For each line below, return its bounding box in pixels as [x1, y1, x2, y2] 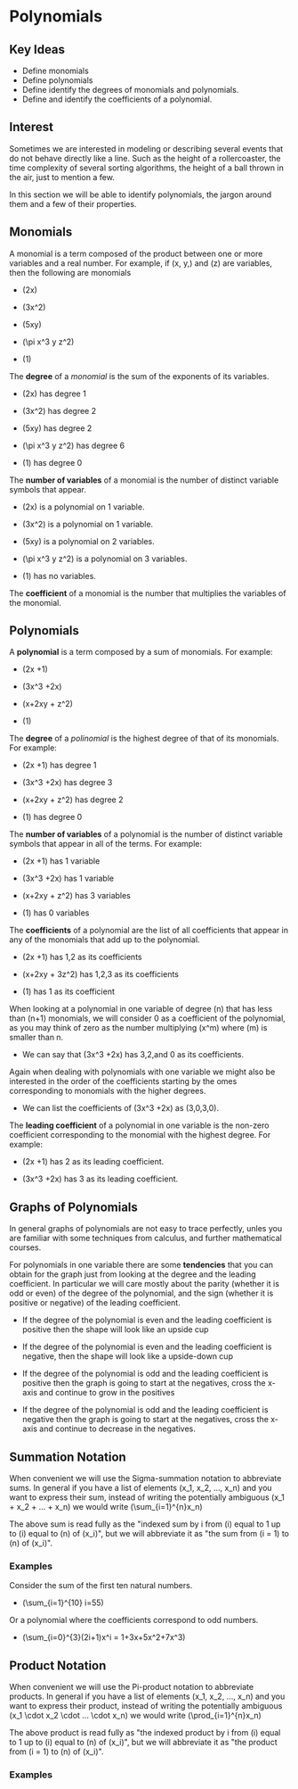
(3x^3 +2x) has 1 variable [21, 873, 114, 884]
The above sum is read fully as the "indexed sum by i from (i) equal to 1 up [9, 1519, 281, 1529]
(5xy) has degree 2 [21, 422, 93, 434]
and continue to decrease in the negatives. [39, 1423, 196, 1434]
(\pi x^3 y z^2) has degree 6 [21, 440, 125, 451]
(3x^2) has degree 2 [21, 405, 96, 416]
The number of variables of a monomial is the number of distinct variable [9, 475, 279, 485]
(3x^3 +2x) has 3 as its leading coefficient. [21, 1173, 179, 1184]
